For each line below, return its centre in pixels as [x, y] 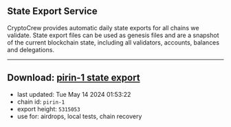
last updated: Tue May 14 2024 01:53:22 [74, 94]
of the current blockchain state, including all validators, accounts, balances [113, 42]
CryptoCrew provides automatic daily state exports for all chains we [103, 27]
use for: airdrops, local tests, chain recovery [79, 116]
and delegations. [31, 49]
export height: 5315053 [48, 108]
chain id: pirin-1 [41, 102]
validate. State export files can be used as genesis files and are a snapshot [113, 35]
